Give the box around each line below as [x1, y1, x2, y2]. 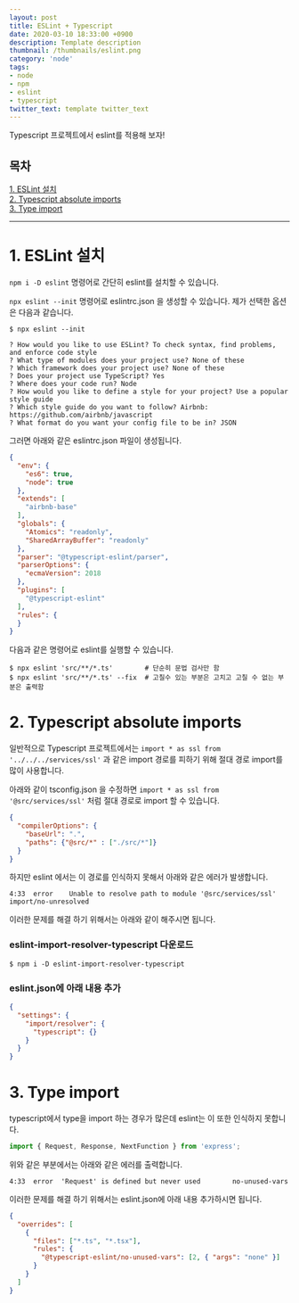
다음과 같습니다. [18, 307, 74, 318]
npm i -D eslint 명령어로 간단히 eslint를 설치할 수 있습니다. [9, 277, 220, 287]
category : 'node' [9, 54, 74, 63]
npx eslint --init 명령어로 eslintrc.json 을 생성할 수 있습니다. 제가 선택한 [9, 296, 271, 306]
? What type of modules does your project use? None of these [9, 356, 245, 365]
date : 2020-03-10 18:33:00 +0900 [9, 29, 133, 38]
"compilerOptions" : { [17, 821, 98, 830]
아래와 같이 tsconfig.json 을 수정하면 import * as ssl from [9, 784, 220, 795]
